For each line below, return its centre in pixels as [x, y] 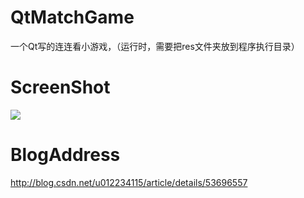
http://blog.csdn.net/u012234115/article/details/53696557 [129, 182]
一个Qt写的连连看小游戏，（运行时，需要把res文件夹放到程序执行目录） [155, 46]
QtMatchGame [72, 17]
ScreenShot [60, 87]
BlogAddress [65, 155]
